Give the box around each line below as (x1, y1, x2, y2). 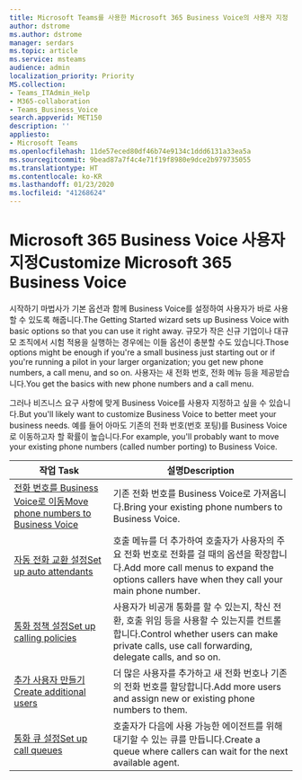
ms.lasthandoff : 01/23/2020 (9, 181, 115, 190)
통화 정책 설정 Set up (13, 619, 96, 632)
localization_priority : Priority (9, 72, 135, 81)
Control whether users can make (140, 627, 279, 640)
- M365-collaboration (9, 96, 91, 106)
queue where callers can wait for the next (112, 745, 289, 758)
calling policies (13, 631, 77, 643)
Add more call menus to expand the (123, 561, 274, 573)
